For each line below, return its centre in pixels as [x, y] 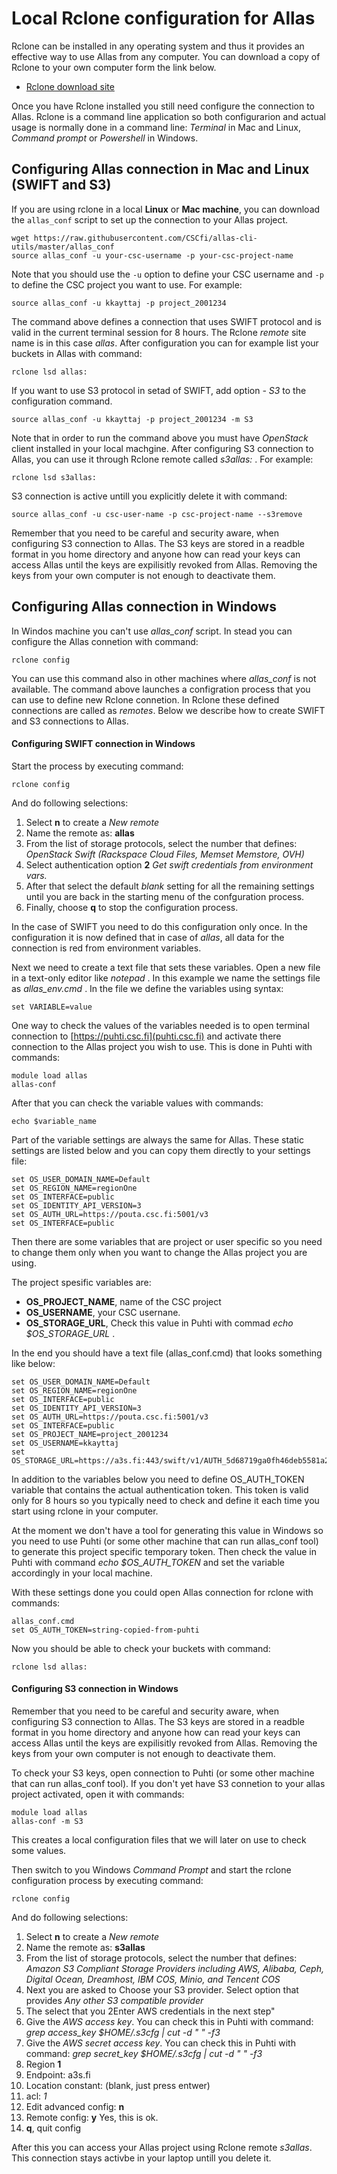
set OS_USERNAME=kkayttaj [65, 1443]
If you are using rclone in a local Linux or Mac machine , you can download [166, 209]
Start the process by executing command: [97, 766]
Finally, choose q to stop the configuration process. [132, 907]
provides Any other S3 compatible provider [114, 2000]
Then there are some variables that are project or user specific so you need [167, 1241]
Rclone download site [70, 86]
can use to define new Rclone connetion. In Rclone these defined [145, 699]
